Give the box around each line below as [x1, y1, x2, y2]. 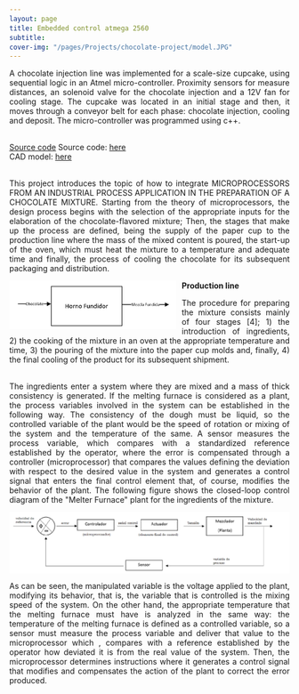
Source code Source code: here [9, 142, 126, 153]
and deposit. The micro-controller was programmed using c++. [9, 116, 241, 126]
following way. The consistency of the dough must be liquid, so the [9, 409, 290, 420]
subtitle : [9, 33, 46, 42]
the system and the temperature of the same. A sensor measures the [9, 428, 290, 440]
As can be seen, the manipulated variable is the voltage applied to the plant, [9, 581, 290, 591]
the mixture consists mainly [182, 307, 290, 318]
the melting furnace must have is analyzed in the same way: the [9, 609, 290, 619]
